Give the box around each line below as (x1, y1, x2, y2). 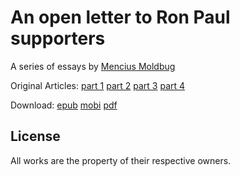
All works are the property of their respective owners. (10, 154, 232, 166)
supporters (10, 27, 106, 50)
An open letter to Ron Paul (10, 6, 231, 29)
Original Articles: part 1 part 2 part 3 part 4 (10, 79, 186, 91)
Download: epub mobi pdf (10, 99, 118, 111)
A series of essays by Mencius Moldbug (10, 60, 176, 72)
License (10, 128, 61, 145)
